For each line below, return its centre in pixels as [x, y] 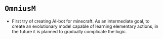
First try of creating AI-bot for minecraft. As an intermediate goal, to [81, 21]
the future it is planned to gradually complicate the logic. [69, 31]
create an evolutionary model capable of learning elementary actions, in [85, 26]
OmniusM [20, 9]
